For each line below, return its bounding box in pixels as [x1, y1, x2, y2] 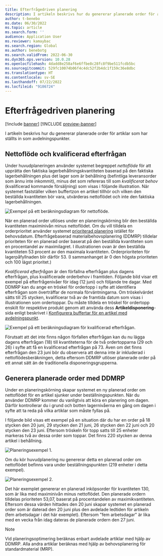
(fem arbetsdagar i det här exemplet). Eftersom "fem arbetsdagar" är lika [5, 512, 150, 518]
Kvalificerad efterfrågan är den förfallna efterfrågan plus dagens [5, 269, 134, 275]
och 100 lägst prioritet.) [5, 259, 52, 265]
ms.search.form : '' [5, 30, 45, 35]
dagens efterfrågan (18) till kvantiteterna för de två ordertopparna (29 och [5, 339, 153, 345]
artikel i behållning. [5, 438, 43, 444]
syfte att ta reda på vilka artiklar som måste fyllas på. [5, 408, 111, 414]
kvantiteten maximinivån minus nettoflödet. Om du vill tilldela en [5, 223, 132, 229]
